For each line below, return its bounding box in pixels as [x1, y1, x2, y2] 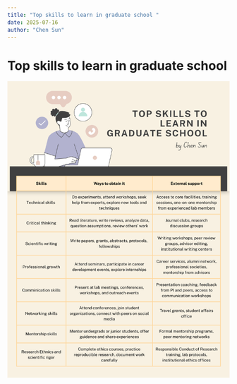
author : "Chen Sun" [7, 26, 65, 33]
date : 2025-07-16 [7, 18, 59, 26]
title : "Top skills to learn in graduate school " [7, 11, 159, 18]
